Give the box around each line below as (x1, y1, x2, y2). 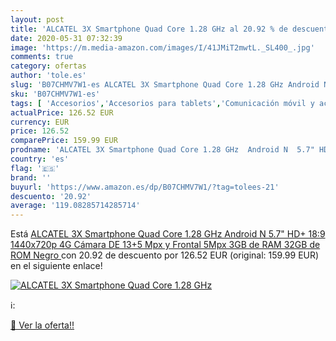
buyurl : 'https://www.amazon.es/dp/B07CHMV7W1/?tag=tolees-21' (10, 182, 280, 192)
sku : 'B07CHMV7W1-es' (10, 89, 101, 99)
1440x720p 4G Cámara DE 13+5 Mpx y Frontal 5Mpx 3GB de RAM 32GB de (10, 239, 321, 251)
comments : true (10, 52, 74, 62)
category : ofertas (10, 61, 87, 71)
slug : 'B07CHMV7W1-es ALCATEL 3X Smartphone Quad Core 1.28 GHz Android (10, 80, 320, 90)
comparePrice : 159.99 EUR (10, 136, 118, 146)
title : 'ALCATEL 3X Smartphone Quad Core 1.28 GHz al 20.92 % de (10, 24, 288, 34)
